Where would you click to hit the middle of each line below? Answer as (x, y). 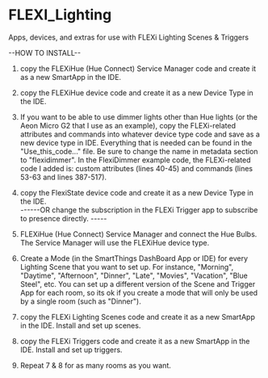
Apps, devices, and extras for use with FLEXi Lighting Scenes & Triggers (128, 37)
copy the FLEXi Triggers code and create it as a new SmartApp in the (135, 341)
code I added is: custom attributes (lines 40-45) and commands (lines (136, 168)
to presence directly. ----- (63, 218)
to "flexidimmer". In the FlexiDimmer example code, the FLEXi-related (136, 160)
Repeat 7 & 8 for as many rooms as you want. (96, 365)
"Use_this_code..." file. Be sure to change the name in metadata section (139, 151)
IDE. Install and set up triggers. (71, 350)
